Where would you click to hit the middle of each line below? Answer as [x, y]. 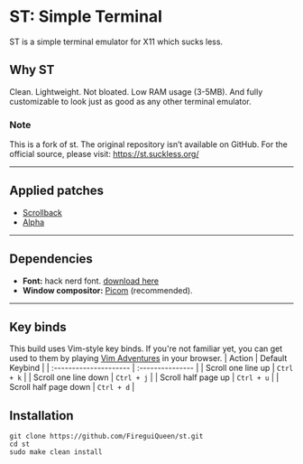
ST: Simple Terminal [86, 17]
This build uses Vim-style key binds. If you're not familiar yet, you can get [146, 348]
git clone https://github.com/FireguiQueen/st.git [106, 436]
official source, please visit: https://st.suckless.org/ [104, 154]
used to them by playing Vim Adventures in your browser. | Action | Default [148, 358]
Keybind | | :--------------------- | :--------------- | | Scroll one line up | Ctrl [151, 368]
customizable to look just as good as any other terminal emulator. [131, 101]
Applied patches [57, 191]
